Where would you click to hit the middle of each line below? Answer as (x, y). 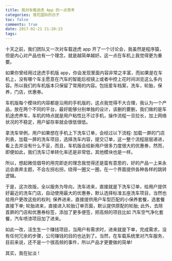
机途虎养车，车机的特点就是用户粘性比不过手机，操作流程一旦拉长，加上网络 (86, 115)
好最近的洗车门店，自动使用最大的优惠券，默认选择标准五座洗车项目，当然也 (86, 193)
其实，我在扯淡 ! (22, 253)
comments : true (21, 24)
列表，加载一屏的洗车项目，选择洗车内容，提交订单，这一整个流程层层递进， (86, 139)
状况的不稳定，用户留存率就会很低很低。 (48, 122)
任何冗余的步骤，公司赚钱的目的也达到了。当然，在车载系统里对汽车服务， (88, 236)
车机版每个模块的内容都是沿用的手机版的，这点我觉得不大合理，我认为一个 (84, 103)
